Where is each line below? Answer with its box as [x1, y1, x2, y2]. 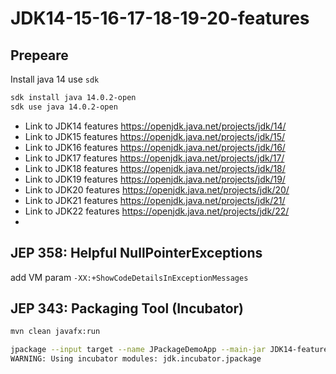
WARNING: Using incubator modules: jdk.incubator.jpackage [10, 354, 262, 364]
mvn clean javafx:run [10, 327, 101, 337]
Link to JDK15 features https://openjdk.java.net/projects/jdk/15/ [24, 130, 286, 142]
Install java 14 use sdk [10, 73, 100, 85]
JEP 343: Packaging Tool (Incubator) [10, 300, 245, 317]
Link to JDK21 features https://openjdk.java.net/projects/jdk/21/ [24, 194, 286, 206]
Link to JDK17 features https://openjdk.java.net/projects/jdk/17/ [24, 152, 285, 164]
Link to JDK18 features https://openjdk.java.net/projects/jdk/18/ [24, 162, 286, 174]
